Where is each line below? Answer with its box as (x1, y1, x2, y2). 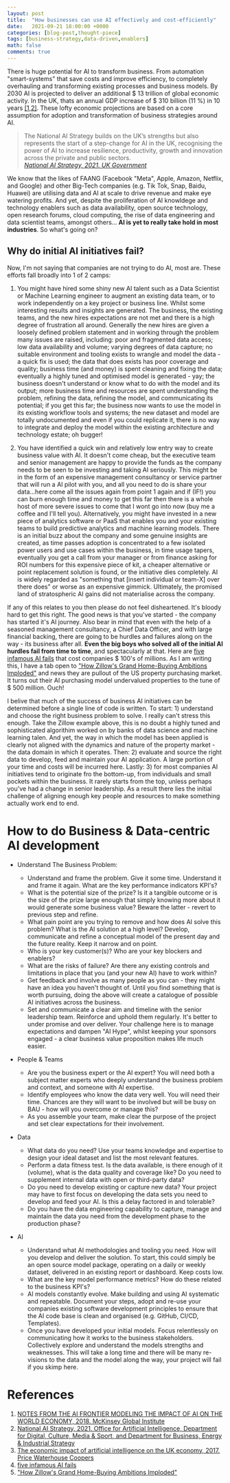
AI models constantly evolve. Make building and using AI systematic (27, 1290, 220, 1298)
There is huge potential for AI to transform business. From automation (7, 67, 205, 76)
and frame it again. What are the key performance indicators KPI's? (27, 881, 218, 889)
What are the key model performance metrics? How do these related (27, 1275, 222, 1283)
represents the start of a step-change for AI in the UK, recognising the (23, 139, 223, 147)
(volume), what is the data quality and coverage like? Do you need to (27, 1168, 222, 1176)
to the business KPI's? (27, 1282, 91, 1290)
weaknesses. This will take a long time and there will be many (27, 1348, 202, 1356)
